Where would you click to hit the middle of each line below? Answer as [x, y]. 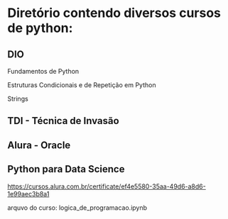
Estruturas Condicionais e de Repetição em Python [82, 85]
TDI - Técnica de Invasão [63, 121]
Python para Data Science [66, 169]
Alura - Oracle [39, 145]
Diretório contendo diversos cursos [114, 13]
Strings [18, 99]
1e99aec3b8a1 [28, 193]
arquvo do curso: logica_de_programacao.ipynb [77, 208]
